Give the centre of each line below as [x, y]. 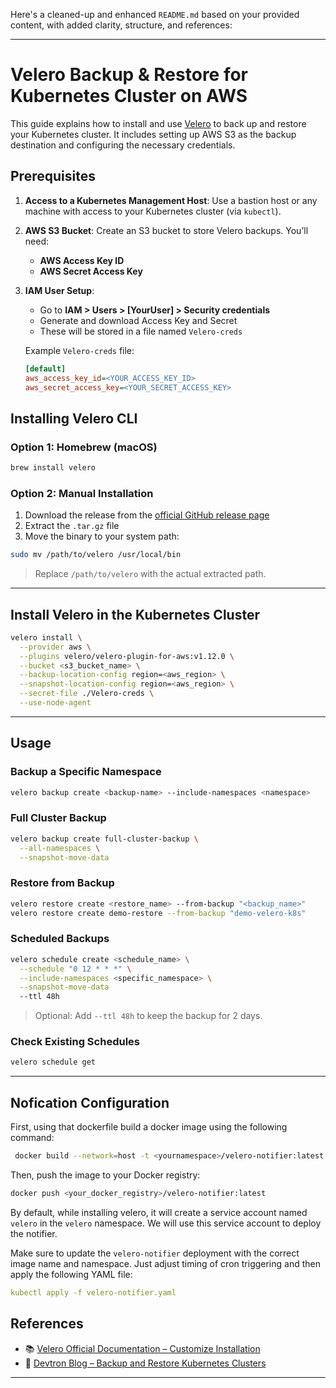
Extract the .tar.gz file [72, 526]
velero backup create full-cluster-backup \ [104, 839]
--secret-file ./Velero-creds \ [87, 694]
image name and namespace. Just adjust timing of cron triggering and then [165, 1263]
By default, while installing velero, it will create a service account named [159, 1212]
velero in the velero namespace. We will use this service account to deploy [166, 1223]
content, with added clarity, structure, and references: [121, 25]
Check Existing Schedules [75, 1042]
